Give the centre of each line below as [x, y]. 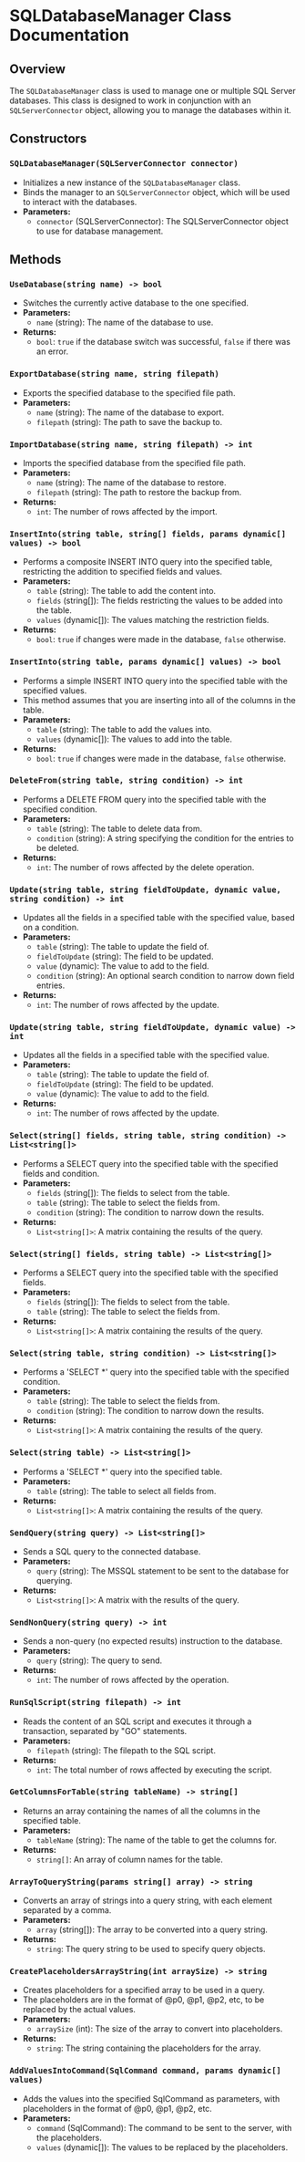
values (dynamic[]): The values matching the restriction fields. [152, 620]
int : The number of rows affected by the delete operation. [145, 867]
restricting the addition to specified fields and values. [122, 572]
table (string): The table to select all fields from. [126, 1491]
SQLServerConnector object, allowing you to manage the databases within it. [150, 110]
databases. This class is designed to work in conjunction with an [131, 100]
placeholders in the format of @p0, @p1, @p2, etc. [117, 2108]
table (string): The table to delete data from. [119, 828]
